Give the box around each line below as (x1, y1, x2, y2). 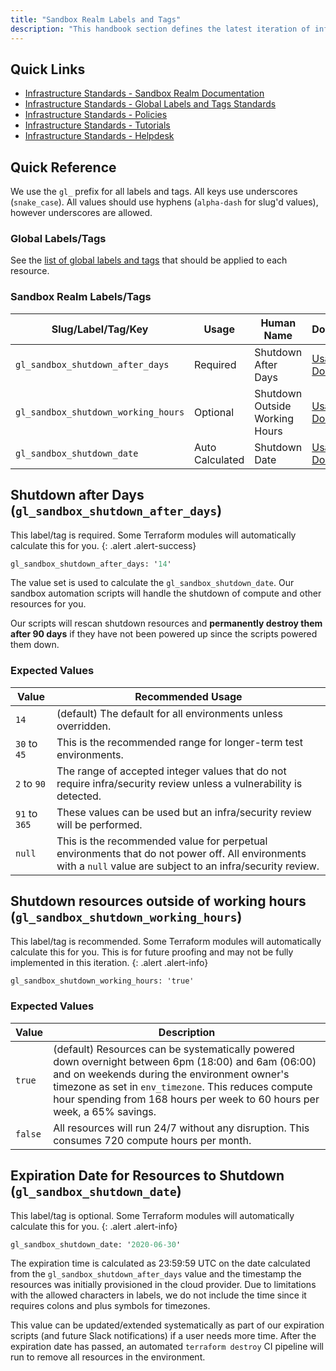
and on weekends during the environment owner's (53, 1067, 290, 1081)
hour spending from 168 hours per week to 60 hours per (53, 1092, 320, 1106)
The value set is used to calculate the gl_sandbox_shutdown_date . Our (10, 577, 295, 589)
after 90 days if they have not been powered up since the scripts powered (10, 628, 318, 640)
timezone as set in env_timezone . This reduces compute (53, 1079, 313, 1093)
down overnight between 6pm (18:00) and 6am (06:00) (53, 1054, 317, 1068)
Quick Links (10, 61, 86, 78)
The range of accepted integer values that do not (56, 764, 287, 778)
